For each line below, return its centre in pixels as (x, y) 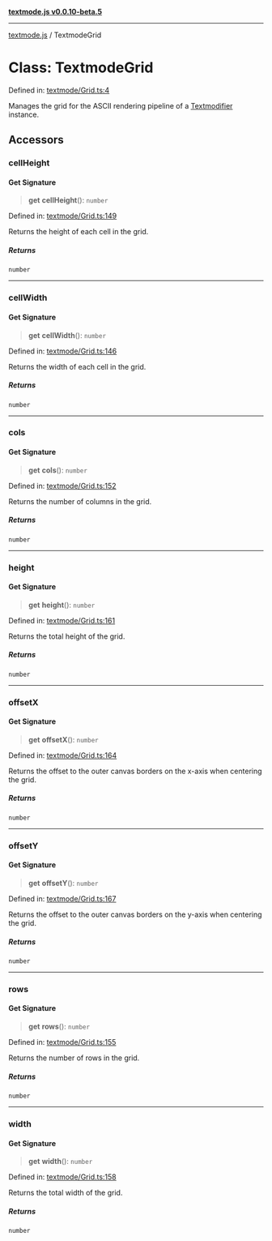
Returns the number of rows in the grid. (74, 1058)
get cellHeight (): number (68, 200)
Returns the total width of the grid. (66, 1193)
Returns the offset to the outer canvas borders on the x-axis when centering (135, 771)
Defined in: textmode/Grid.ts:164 (63, 755)
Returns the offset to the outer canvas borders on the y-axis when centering (135, 914)
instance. (24, 114)
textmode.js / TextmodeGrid (55, 35)
